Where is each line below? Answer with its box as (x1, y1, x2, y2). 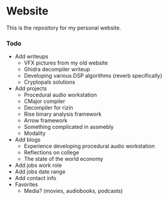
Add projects (14, 85, 47, 92)
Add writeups (14, 53, 49, 60)
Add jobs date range (14, 168, 66, 175)
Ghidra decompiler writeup (23, 66, 91, 73)
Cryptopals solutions (23, 78, 76, 86)
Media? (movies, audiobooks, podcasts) (23, 187, 123, 195)
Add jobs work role (14, 161, 62, 169)
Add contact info (14, 175, 57, 182)
